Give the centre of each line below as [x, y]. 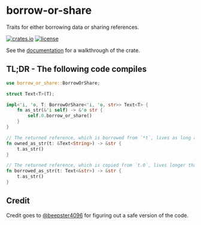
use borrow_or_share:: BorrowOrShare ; [53, 83]
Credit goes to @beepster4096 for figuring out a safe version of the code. [98, 215]
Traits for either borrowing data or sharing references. [73, 27]
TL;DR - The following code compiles [77, 69]
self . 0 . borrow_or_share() [60, 116]
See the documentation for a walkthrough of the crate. [73, 50]
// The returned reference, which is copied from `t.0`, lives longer [96, 166]
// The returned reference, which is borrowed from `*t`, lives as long [99, 138]
